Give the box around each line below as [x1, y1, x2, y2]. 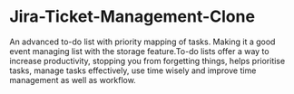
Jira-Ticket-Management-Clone [9, 6, 256, 27]
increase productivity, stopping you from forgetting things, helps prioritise [9, 55, 286, 66]
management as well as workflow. [9, 74, 136, 85]
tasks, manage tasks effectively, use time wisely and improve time [9, 65, 257, 76]
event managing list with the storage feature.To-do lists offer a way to [9, 45, 269, 56]
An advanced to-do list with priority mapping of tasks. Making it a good [9, 36, 276, 47]
